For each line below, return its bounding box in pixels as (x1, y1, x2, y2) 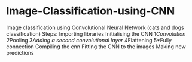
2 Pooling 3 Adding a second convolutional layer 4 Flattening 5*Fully (6, 36, 172, 44)
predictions (6, 49, 34, 56)
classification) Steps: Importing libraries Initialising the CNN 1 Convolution (6, 30, 186, 37)
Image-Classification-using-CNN (6, 4, 175, 18)
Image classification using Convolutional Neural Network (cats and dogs (6, 24, 184, 31)
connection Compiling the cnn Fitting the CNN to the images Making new (6, 43, 187, 50)
